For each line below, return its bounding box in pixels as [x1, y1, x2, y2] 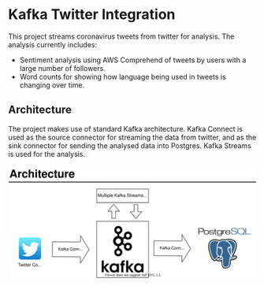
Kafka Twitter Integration [8, 6, 176, 24]
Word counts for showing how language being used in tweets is [19, 72, 226, 81]
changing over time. [19, 80, 85, 90]
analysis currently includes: [8, 39, 97, 49]
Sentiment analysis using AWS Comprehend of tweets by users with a [19, 55, 247, 65]
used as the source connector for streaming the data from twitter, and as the [8, 132, 257, 142]
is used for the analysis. [8, 149, 85, 158]
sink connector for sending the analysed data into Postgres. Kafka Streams [8, 140, 252, 150]
